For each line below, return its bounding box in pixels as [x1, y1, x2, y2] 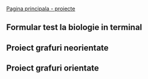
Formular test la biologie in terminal [6, 22, 143, 32]
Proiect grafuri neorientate [6, 42, 109, 53]
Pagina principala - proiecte [6, 5, 76, 12]
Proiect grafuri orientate [6, 63, 99, 74]
